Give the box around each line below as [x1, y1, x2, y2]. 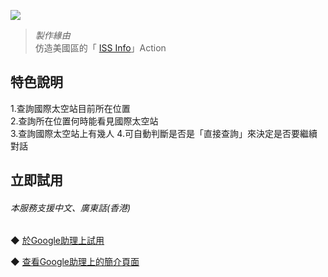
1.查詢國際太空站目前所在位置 [10, 102, 131, 114]
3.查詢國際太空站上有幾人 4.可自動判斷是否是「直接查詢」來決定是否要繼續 [10, 127, 318, 139]
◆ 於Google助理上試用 [10, 235, 105, 247]
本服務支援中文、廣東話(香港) [10, 201, 132, 214]
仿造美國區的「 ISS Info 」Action [34, 42, 167, 54]
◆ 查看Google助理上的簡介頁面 [10, 256, 140, 268]
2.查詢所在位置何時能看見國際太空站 [10, 115, 159, 127]
